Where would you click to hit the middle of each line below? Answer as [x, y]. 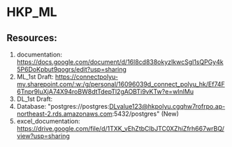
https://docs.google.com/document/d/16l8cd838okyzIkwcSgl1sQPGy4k [120, 62]
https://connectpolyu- [86, 77]
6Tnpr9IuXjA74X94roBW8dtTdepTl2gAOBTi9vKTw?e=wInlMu [105, 92]
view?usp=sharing [43, 136]
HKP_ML [32, 12]
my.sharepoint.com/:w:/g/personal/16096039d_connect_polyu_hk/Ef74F [121, 84]
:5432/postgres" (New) [146, 114]
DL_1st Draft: [35, 99]
